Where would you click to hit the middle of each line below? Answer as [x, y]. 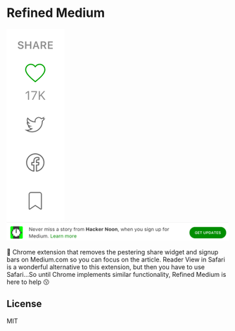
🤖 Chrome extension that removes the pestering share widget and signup [113, 252]
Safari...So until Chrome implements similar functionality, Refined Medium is [116, 274]
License [24, 304]
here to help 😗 [28, 282]
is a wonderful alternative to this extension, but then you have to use [106, 267]
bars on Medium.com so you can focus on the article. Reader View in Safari [116, 259]
